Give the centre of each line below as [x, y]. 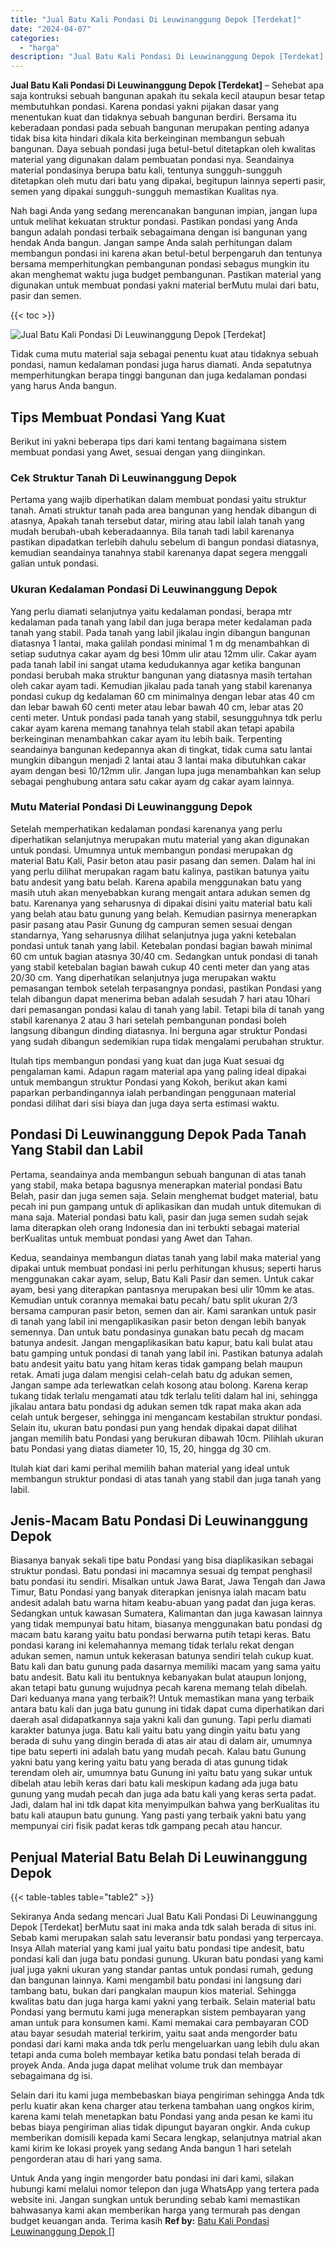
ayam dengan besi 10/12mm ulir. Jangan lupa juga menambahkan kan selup [166, 770]
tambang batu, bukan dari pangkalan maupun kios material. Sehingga [153, 1991]
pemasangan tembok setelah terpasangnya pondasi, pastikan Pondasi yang [166, 988]
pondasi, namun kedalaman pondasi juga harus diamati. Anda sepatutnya [161, 365]
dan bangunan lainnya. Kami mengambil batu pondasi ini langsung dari [156, 1980]
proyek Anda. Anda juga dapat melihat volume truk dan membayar [146, 2065]
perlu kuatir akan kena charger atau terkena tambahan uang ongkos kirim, [162, 2106]
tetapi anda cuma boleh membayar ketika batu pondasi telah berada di [155, 2055]
